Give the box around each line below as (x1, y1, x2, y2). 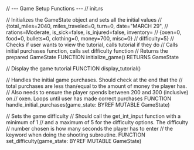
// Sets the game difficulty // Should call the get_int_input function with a (6, 112, 181, 120)
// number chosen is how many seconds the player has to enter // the (6, 125, 173, 132)
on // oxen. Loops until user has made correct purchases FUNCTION (6, 95, 172, 102)
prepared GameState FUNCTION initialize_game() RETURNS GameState (6, 54, 179, 60)
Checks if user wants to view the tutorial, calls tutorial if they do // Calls (6, 41, 178, 48)
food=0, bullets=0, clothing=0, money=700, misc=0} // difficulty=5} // (6, 35, 175, 42)
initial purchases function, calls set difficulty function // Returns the (6, 47, 168, 54)
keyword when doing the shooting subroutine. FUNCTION (6, 131, 145, 138)
